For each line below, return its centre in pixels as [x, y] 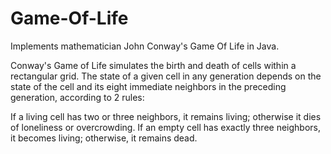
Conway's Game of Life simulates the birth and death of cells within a [153, 65]
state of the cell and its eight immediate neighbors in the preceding [148, 86]
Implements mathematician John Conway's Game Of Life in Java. [145, 46]
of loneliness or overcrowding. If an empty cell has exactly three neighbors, [166, 127]
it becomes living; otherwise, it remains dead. [104, 138]
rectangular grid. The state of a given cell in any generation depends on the [166, 76]
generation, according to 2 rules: [77, 97]
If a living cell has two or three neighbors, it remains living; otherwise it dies [166, 116]
